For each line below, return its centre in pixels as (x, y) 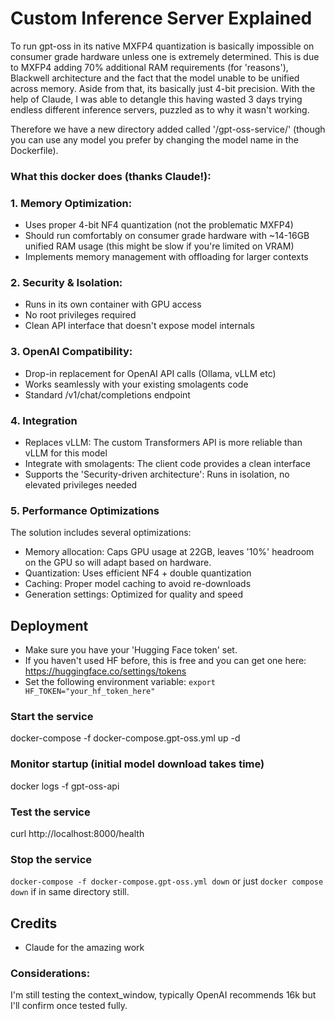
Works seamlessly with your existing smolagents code (136, 384)
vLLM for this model (66, 453)
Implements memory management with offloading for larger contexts (166, 257)
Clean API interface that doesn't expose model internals (139, 326)
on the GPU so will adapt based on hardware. (118, 563)
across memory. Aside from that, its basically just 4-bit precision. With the (163, 88)
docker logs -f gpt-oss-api (65, 786)
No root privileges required (80, 315)
